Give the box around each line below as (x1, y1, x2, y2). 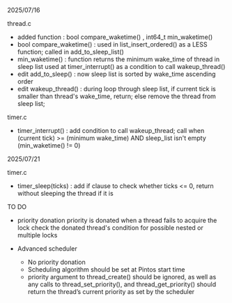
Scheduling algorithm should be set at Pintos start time (27, 265, 185, 274)
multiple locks (17, 231, 58, 239)
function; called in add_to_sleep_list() (17, 48, 124, 56)
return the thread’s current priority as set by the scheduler (27, 288, 195, 295)
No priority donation (27, 258, 86, 266)
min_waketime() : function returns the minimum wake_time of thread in (17, 55, 220, 63)
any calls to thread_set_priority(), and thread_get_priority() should (27, 280, 217, 288)
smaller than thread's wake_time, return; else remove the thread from (17, 92, 216, 100)
